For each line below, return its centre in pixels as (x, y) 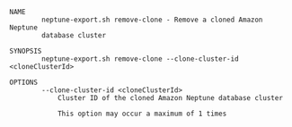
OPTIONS (24, 82)
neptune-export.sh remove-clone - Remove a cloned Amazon (152, 20)
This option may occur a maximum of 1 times (142, 114)
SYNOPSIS (26, 51)
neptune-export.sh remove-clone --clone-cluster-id (141, 59)
